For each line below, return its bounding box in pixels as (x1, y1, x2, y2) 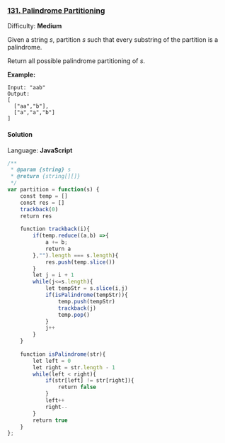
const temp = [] (20, 192, 69, 200)
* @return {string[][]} (10, 173, 81, 180)
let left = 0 (33, 357, 71, 364)
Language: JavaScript (7, 146, 73, 155)
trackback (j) (57, 304, 97, 312)
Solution (7, 130, 33, 138)
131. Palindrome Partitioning (7, 6, 105, 16)
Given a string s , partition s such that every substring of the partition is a (7, 35, 218, 44)
